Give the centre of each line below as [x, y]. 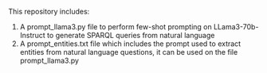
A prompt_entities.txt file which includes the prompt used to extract [130, 44]
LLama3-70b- [236, 27]
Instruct [32, 35]
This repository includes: [49, 12]
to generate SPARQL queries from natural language [131, 35]
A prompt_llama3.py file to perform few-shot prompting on [116, 27]
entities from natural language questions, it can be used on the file [129, 52]
